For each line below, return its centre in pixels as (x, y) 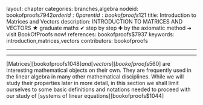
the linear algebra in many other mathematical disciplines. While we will (95, 77)
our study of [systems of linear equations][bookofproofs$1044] (85, 96)
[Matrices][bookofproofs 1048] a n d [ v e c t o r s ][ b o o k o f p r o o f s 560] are (89, 64)
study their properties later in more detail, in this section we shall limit (93, 83)
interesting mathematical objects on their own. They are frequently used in (99, 70)
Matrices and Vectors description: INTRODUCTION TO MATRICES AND (95, 21)
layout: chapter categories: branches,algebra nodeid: (72, 9)
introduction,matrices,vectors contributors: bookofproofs (77, 41)
